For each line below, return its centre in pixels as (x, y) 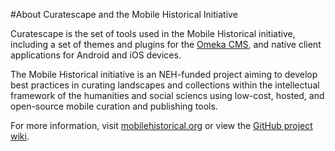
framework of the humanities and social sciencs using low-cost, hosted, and (167, 95)
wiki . (20, 136)
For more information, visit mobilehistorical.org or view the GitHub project (161, 125)
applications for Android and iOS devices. (96, 55)
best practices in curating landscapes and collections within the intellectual (165, 85)
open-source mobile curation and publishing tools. (114, 106)
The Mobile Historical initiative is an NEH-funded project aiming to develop (164, 74)
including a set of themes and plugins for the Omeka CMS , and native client (166, 44)
